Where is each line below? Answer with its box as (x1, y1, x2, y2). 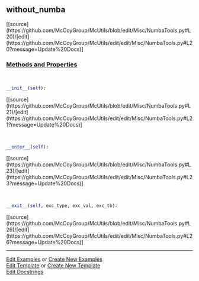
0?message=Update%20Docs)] (6, 46, 84, 53)
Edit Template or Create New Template (6, 261, 101, 269)
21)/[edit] (6, 108, 28, 115)
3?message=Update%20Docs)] (6, 180, 84, 187)
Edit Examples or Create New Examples (6, 256, 102, 263)
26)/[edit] (6, 226, 30, 233)
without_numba (6, 5, 66, 15)
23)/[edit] (6, 167, 30, 174)
